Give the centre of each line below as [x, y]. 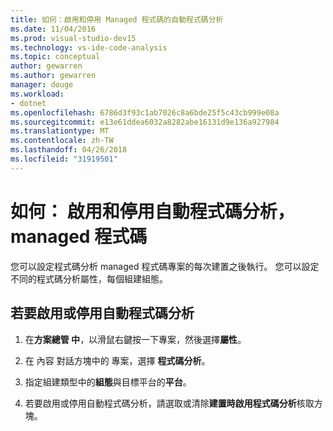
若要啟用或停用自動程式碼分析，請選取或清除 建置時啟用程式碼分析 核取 [169, 403]
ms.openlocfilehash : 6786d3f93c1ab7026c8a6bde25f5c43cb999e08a [145, 112]
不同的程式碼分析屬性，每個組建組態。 [89, 278]
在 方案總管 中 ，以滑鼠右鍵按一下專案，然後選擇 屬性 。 [135, 339]
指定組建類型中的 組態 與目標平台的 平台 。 [108, 382]
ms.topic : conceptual [55, 57]
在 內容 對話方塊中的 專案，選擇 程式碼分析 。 [117, 360]
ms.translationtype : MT [60, 131]
